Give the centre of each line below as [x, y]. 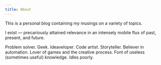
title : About [18, 9]
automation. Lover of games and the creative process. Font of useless [75, 52]
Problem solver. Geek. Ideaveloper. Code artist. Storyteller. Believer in [74, 47]
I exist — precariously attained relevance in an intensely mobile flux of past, [80, 32]
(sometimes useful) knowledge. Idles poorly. [49, 57]
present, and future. [25, 38]
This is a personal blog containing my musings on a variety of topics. [74, 23]
